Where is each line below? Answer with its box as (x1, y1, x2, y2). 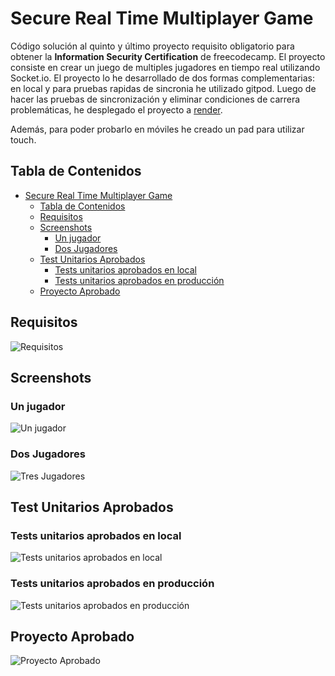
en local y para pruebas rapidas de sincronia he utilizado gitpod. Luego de (10, 82, 317, 94)
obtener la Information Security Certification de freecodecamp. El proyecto (10, 50, 326, 62)
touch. (10, 133, 37, 146)
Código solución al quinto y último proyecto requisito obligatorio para (10, 40, 295, 52)
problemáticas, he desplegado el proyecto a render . (10, 103, 223, 116)
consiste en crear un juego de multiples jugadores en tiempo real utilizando (10, 61, 321, 73)
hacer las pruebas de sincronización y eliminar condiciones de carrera (10, 93, 301, 105)
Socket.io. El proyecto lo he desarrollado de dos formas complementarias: (10, 72, 315, 84)
